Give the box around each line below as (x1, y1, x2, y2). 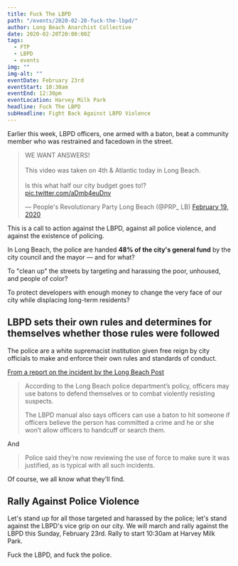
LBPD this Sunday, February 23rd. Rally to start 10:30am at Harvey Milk (7, 529, 215, 538)
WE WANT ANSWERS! (24, 150, 90, 159)
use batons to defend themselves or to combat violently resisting (24, 389, 215, 398)
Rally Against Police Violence (7, 495, 140, 507)
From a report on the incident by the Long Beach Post (7, 368, 165, 376)
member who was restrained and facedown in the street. (7, 137, 173, 145)
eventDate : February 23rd (7, 76, 84, 84)
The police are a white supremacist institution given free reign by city (7, 346, 210, 355)
